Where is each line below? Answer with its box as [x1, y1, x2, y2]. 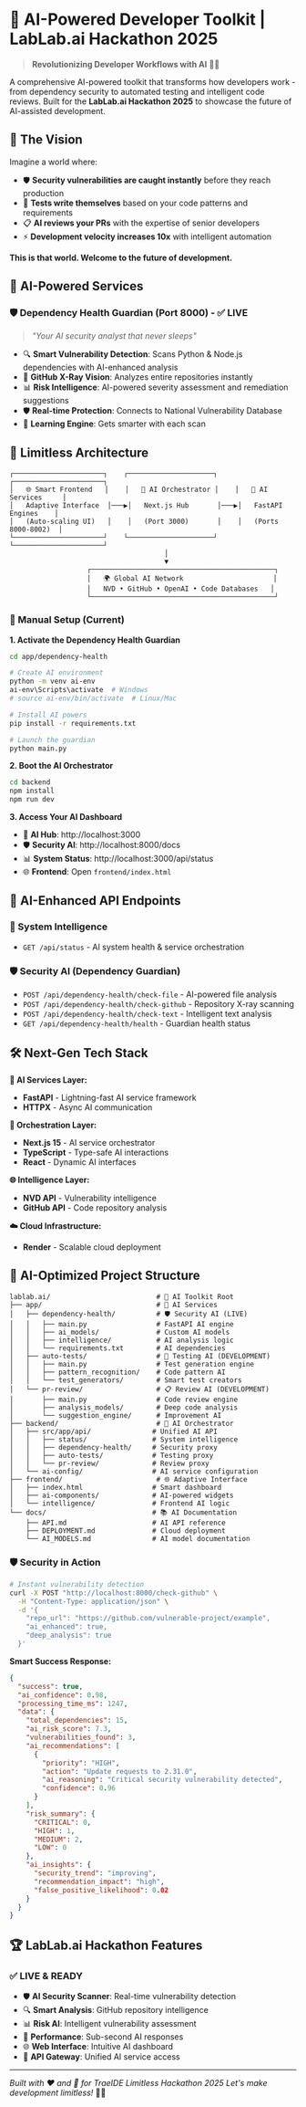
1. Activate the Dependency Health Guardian [9, 634, 180, 645]
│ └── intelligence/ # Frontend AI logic [9, 1498, 230, 1508]
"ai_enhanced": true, [25, 1622, 107, 1631]
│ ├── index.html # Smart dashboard [9, 1483, 222, 1492]
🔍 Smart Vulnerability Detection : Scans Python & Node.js [22, 349, 243, 360]
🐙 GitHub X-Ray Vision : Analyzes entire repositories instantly [22, 372, 253, 383]
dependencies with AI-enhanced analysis [22, 362, 178, 373]
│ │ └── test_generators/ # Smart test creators [9, 1375, 243, 1385]
